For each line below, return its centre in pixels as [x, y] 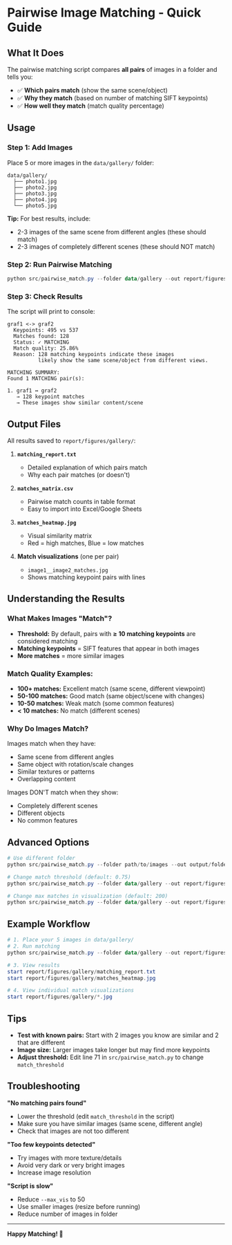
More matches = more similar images [70, 655]
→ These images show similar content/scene [80, 403]
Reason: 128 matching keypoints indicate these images [94, 355]
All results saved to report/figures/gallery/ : [71, 440]
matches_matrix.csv [45, 489]
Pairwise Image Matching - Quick [104, 13]
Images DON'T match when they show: [63, 792]
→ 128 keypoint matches [50, 397]
